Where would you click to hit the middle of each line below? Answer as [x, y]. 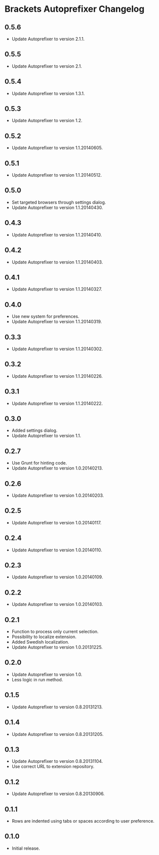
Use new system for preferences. [45, 316]
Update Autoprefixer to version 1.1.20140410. [57, 234]
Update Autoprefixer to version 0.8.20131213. [57, 707]
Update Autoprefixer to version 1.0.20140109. [57, 577]
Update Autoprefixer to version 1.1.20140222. [57, 403]
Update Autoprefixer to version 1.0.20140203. [58, 495]
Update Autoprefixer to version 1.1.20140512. [57, 175]
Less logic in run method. [37, 679]
